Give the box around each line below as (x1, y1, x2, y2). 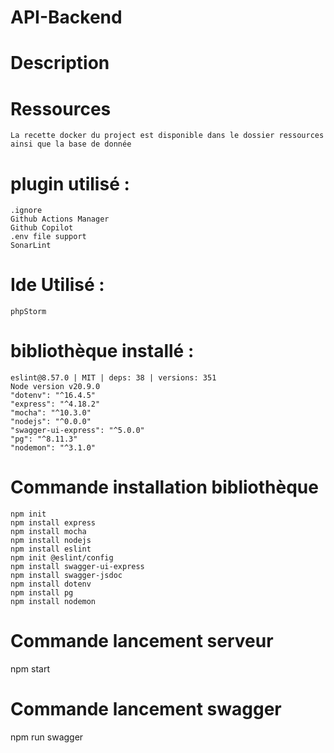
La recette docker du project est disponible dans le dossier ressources (10, 131, 325, 141)
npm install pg (10, 588, 74, 598)
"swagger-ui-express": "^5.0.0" (10, 426, 145, 436)
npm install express (10, 518, 97, 528)
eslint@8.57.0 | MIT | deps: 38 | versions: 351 (10, 373, 217, 383)
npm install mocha (10, 527, 87, 537)
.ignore (10, 206, 43, 216)
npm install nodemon (10, 597, 97, 607)
